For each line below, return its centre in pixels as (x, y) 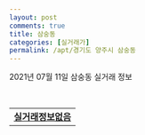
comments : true (37, 26)
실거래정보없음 (43, 117)
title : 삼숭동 (32, 34)
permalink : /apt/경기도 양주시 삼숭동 (72, 51)
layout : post (33, 17)
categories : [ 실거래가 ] (50, 42)
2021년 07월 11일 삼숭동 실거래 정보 (71, 77)
